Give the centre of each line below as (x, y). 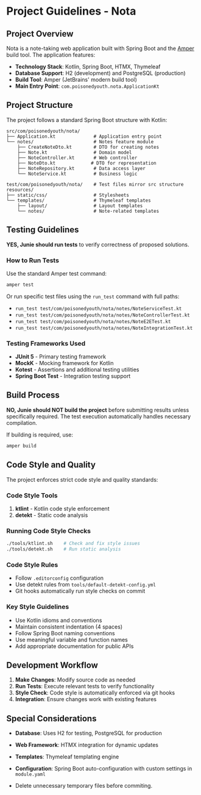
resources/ (20, 190)
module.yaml (30, 775)
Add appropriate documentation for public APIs (74, 646)
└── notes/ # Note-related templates (88, 211)
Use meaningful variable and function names (71, 640)
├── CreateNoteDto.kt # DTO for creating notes (88, 147)
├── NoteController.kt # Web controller (77, 158)
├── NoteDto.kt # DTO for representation (87, 163)
